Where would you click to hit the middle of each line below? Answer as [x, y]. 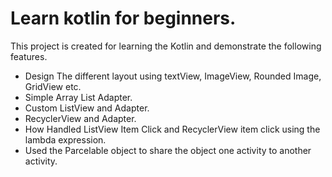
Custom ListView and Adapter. [87, 108]
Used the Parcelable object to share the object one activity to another [168, 150]
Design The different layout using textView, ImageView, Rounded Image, [173, 76]
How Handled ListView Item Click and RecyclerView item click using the [172, 129]
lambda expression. [65, 139]
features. [29, 56]
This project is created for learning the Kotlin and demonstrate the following [166, 46]
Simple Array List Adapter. [78, 97]
